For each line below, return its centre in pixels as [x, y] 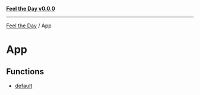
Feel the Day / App [29, 26]
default [24, 86]
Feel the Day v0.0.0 [31, 9]
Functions [25, 72]
